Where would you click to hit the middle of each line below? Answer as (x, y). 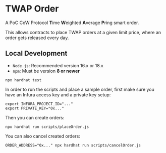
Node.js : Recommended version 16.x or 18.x (58, 65)
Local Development (36, 53)
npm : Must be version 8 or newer (46, 71)
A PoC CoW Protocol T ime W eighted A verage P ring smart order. (72, 23)
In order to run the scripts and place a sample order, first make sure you (80, 89)
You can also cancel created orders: (43, 136)
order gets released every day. (37, 38)
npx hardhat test (23, 80)
